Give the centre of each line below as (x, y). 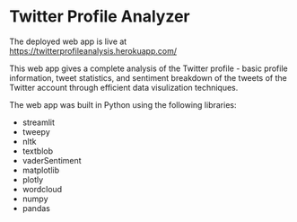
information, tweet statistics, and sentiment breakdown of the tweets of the (148, 77)
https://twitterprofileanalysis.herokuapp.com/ (93, 50)
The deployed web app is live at (68, 41)
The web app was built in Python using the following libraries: (123, 104)
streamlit (39, 122)
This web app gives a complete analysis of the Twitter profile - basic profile (149, 68)
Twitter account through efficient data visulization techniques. (124, 87)
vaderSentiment (52, 160)
